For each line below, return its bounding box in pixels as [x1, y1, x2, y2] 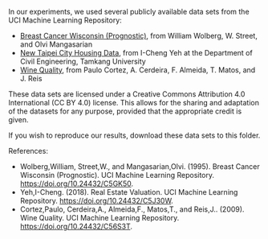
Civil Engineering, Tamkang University [19, 56, 146, 66]
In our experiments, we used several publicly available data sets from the [8, 7, 250, 16]
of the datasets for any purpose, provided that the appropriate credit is [8, 106, 242, 116]
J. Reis [19, 74, 43, 83]
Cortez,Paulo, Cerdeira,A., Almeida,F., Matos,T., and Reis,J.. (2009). [19, 204, 245, 214]
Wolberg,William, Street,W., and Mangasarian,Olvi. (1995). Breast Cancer [19, 162, 260, 171]
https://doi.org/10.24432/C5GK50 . [19, 179, 134, 188]
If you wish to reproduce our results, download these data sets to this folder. [8, 130, 261, 140]
